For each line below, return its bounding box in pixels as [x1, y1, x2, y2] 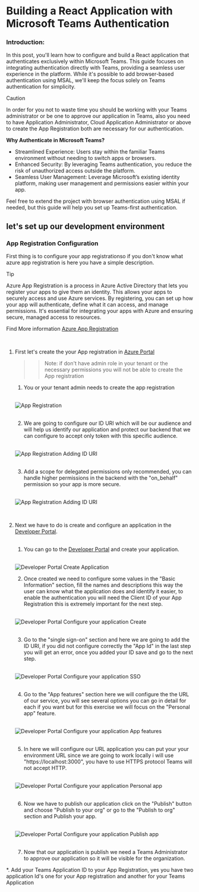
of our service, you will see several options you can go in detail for [23, 697, 187, 705]
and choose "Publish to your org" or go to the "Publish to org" [23, 806, 175, 813]
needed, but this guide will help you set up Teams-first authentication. [6, 204, 178, 211]
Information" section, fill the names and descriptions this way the [23, 581, 183, 589]
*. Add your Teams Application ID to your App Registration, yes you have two [6, 866, 194, 874]
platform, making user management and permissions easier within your [14, 180, 189, 187]
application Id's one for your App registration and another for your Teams [6, 873, 185, 880]
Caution [6, 95, 26, 102]
